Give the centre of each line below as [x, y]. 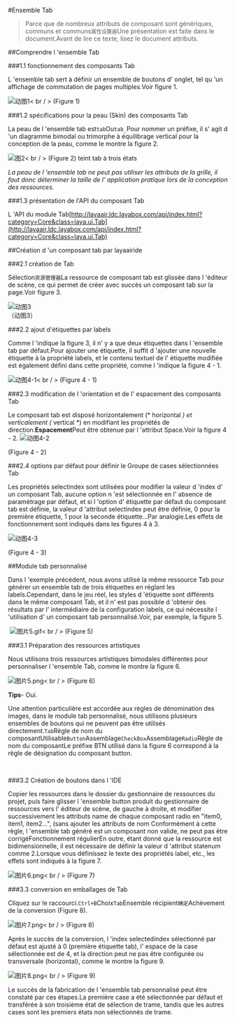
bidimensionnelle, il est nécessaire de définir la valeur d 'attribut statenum [114, 846]
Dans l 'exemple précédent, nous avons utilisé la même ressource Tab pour [116, 580]
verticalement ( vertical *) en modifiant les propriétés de [89, 422]
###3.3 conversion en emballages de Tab [68, 889]
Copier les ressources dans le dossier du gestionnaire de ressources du [112, 794]
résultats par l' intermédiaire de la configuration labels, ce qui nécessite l [113, 609]
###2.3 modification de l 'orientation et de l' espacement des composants [115, 394]
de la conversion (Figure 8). [48, 910]
